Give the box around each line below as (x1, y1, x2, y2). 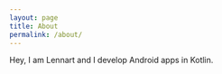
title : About (9, 22, 59, 31)
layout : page (9, 13, 59, 23)
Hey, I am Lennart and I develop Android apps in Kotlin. (9, 55, 214, 66)
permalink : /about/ (9, 30, 83, 39)
